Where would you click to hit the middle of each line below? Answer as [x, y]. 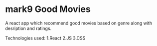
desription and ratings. [28, 28]
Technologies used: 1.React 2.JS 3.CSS [45, 38]
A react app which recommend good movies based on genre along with [79, 23]
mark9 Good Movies [48, 9]
